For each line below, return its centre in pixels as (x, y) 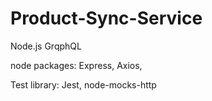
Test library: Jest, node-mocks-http (83, 84)
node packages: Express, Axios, (76, 65)
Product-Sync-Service (106, 18)
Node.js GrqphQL (46, 46)
